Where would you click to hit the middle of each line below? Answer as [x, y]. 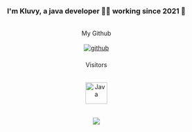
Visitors [96, 65]
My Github [96, 33]
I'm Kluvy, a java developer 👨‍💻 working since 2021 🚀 [96, 11]
